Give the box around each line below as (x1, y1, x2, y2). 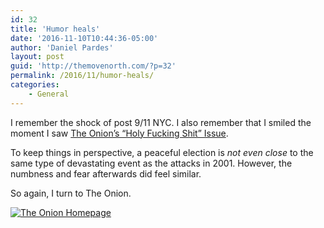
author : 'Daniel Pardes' (10, 42, 114, 53)
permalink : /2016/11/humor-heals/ (10, 71, 155, 81)
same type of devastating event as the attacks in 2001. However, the (10, 157, 293, 169)
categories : (10, 80, 60, 90)
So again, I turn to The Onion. (10, 187, 132, 199)
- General (28, 89, 70, 99)
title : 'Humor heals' (10, 24, 101, 34)
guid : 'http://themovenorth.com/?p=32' (10, 61, 177, 71)
